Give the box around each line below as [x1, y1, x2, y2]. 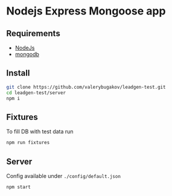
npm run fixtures [6, 140, 50, 146]
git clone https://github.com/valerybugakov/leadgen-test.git [6, 84, 166, 90]
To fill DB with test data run [6, 128, 74, 135]
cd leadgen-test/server [6, 89, 66, 96]
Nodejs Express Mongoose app [6, 4, 166, 18]
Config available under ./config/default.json [6, 172, 121, 179]
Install [6, 68, 30, 78]
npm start [6, 184, 31, 190]
